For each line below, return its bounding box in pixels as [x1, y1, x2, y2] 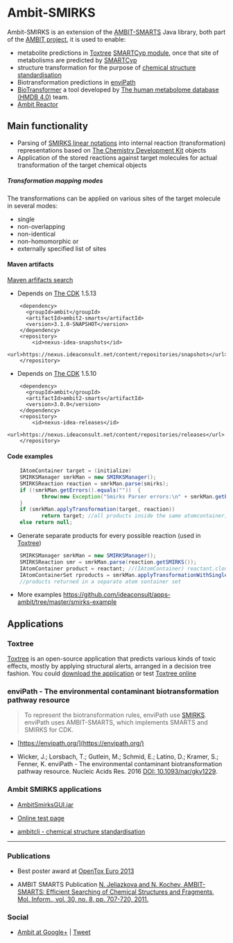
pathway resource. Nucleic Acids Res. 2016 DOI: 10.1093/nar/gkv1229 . [17, 768, 218, 776]
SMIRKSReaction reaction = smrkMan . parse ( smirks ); [19, 480, 169, 487]
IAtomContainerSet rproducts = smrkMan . [19, 571, 138, 578]
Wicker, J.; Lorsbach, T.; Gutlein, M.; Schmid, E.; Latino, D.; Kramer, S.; [17, 752, 219, 761]
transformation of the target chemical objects [17, 161, 147, 169]
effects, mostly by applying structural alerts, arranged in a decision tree [7, 662, 212, 671]
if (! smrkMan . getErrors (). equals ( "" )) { [19, 487, 141, 494]
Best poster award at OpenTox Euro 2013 [17, 867, 135, 875]
